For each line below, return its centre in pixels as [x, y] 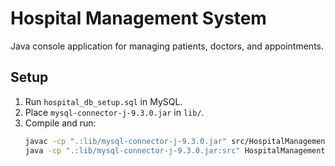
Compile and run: [60, 123]
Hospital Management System [138, 18]
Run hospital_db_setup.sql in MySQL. [103, 101]
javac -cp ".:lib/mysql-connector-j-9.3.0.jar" [125, 141]
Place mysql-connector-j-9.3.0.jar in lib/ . [114, 112]
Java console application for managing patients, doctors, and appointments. [167, 46]
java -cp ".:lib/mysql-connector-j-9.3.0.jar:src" [132, 150]
